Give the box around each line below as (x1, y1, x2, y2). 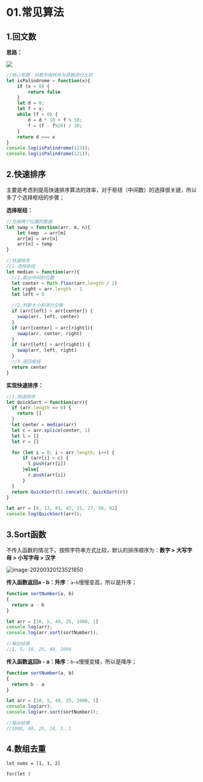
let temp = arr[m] (17, 230, 66, 236)
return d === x (17, 134, 56, 140)
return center (11, 364, 47, 370)
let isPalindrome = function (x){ (6, 77, 91, 83)
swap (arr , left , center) (17, 314, 80, 320)
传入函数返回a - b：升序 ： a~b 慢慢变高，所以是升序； (6, 579, 137, 585)
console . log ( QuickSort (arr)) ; (6, 511, 83, 517)
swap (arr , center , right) (17, 330, 83, 336)
